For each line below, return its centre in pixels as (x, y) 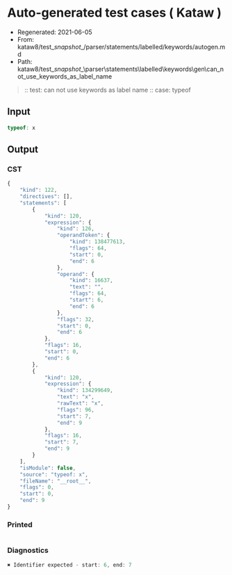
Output (23, 150)
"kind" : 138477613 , (98, 242)
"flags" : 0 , (37, 487)
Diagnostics (28, 551)
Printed (20, 524)
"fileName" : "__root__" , (56, 481)
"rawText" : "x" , (80, 404)
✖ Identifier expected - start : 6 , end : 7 (69, 565)
